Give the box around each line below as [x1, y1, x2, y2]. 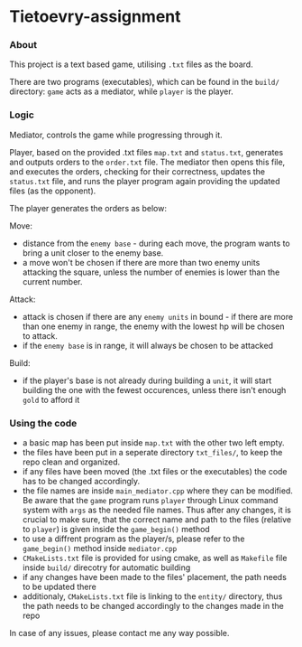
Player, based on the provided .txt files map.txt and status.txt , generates [9, 146, 284, 157]
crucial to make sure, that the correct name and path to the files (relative [22, 514, 291, 525]
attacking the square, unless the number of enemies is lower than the [22, 267, 280, 277]
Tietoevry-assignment [9, 6, 182, 27]
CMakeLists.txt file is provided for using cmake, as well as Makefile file [22, 553, 288, 564]
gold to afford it [22, 394, 80, 405]
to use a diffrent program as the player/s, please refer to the [22, 533, 245, 544]
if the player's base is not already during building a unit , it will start [22, 375, 272, 386]
